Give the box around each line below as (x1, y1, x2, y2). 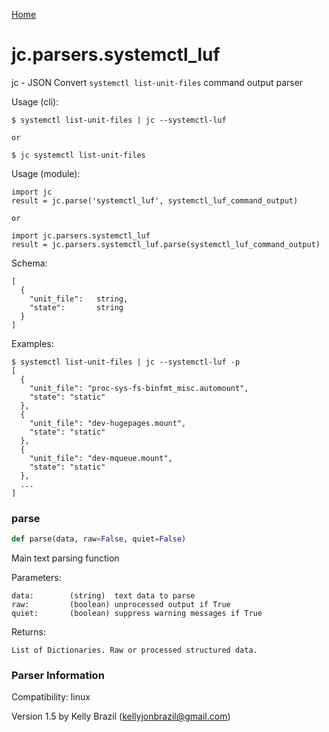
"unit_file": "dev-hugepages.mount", (29, 418, 187, 428)
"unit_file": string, (29, 294, 129, 304)
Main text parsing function (11, 552, 120, 564)
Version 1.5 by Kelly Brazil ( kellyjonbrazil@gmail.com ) (11, 710, 231, 723)
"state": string (29, 302, 124, 313)
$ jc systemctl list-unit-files (11, 150, 146, 160)
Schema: (11, 257, 48, 269)
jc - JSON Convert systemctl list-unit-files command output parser (11, 76, 304, 88)
